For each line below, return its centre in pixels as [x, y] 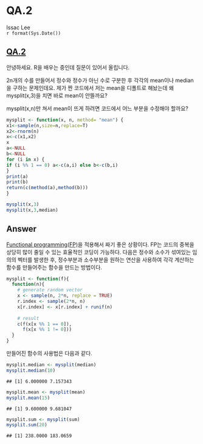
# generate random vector [50, 290]
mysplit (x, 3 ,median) [33, 210]
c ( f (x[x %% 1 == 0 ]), [44, 324]
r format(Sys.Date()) [34, 33]
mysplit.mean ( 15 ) [28, 398]
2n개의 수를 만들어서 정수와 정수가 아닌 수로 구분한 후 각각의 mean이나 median [100, 80]
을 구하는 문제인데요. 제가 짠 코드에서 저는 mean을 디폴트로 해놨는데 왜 [90, 88]
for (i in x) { [26, 159]
